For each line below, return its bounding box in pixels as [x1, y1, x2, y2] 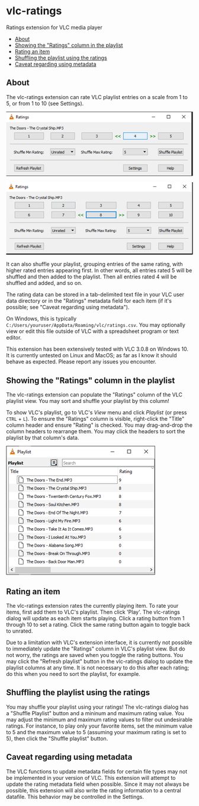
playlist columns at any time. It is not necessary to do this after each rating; [6, 664, 190, 671]
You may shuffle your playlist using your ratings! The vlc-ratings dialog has [6, 703, 189, 710]
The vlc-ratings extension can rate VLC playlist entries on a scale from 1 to [6, 93, 188, 100]
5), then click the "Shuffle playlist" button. [6, 735, 108, 742]
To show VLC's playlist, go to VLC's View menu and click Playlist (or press [6, 409, 188, 416]
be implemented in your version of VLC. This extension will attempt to [6, 774, 176, 781]
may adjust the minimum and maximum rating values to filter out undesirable [6, 716, 193, 723]
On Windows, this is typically [6, 315, 77, 322]
